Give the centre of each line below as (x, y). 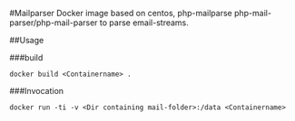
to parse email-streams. (144, 23)
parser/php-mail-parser (54, 23)
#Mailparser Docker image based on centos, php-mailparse (121, 13)
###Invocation (37, 91)
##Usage (27, 40)
